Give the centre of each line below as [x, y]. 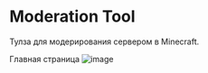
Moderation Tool [72, 17]
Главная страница [44, 59]
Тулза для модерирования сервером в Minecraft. [104, 41]
